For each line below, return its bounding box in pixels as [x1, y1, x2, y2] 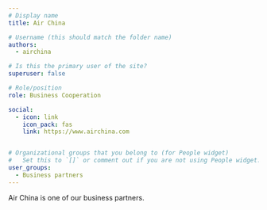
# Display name [8, 11, 59, 20]
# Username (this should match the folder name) [8, 33, 172, 41]
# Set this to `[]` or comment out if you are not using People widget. [8, 156, 261, 165]
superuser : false [8, 70, 66, 78]
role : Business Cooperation [8, 91, 102, 99]
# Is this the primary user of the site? [8, 63, 148, 71]
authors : [8, 40, 37, 48]
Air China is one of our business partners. [8, 193, 145, 202]
